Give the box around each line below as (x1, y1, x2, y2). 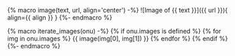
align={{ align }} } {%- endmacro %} (7, 13, 113, 22)
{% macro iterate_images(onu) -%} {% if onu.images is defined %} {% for (7, 27, 222, 35)
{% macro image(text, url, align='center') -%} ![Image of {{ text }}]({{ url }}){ (7, 6, 228, 14)
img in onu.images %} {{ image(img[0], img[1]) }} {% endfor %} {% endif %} (7, 34, 229, 43)
